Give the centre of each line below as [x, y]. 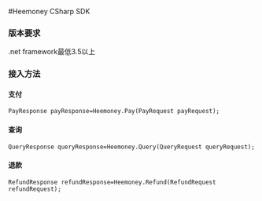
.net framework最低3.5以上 [52, 52]
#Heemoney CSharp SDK [49, 11]
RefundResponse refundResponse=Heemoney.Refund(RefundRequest [112, 182]
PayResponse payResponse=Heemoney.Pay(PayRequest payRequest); [114, 111]
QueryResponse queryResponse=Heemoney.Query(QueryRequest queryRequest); [132, 147]
